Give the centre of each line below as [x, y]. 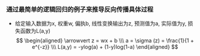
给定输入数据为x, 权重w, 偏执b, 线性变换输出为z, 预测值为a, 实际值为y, [101, 24]
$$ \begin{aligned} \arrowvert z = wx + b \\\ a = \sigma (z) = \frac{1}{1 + [105, 41]
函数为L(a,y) [35, 31]
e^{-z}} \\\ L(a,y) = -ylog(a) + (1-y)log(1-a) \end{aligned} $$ [105, 47]
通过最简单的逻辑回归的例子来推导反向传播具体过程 [80, 9]
